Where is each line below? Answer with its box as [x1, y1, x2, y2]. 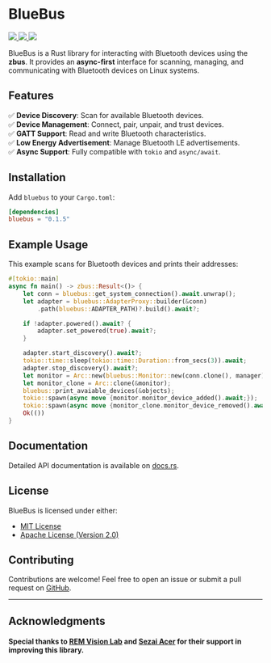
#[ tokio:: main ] [8, 275, 60, 283]
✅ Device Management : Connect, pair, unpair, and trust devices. [8, 119, 224, 129]
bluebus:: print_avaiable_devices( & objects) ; [23, 386, 175, 395]
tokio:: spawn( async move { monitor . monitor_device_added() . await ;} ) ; [23, 394, 258, 403]
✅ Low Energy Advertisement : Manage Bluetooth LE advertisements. [8, 137, 240, 147]
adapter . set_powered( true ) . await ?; [37, 327, 157, 336]
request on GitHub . [8, 583, 72, 593]
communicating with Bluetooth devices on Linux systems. [8, 65, 200, 75]
